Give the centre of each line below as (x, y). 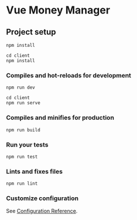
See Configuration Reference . (42, 211)
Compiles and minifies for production (60, 118)
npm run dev (20, 88)
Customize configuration (42, 198)
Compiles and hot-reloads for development (69, 75)
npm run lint (22, 184)
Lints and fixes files (35, 171)
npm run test (22, 157)
